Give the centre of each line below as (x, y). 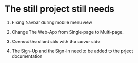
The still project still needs (60, 9)
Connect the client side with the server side (56, 41)
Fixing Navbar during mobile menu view (52, 22)
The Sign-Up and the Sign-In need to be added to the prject (72, 51)
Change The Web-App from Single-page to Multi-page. (68, 32)
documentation (27, 56)
